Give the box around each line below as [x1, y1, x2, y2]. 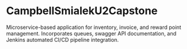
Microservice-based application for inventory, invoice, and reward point [6, 24, 182, 31]
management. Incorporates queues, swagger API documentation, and [6, 30, 177, 37]
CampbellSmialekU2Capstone [6, 4, 158, 18]
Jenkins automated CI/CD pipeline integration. [6, 36, 119, 43]
